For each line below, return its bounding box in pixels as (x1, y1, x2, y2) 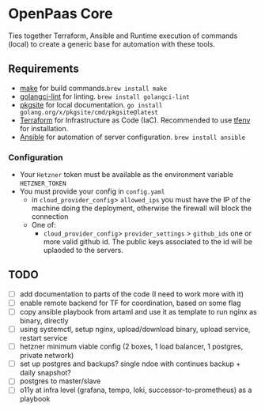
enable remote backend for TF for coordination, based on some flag (19, 298, 241, 307)
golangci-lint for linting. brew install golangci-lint (19, 92, 190, 101)
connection (31, 212, 69, 221)
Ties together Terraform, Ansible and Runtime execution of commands (8, 31, 238, 40)
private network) (19, 351, 74, 360)
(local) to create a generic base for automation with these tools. (8, 39, 215, 48)
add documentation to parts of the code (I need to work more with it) (19, 289, 244, 299)
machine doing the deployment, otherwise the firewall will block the (31, 203, 252, 213)
